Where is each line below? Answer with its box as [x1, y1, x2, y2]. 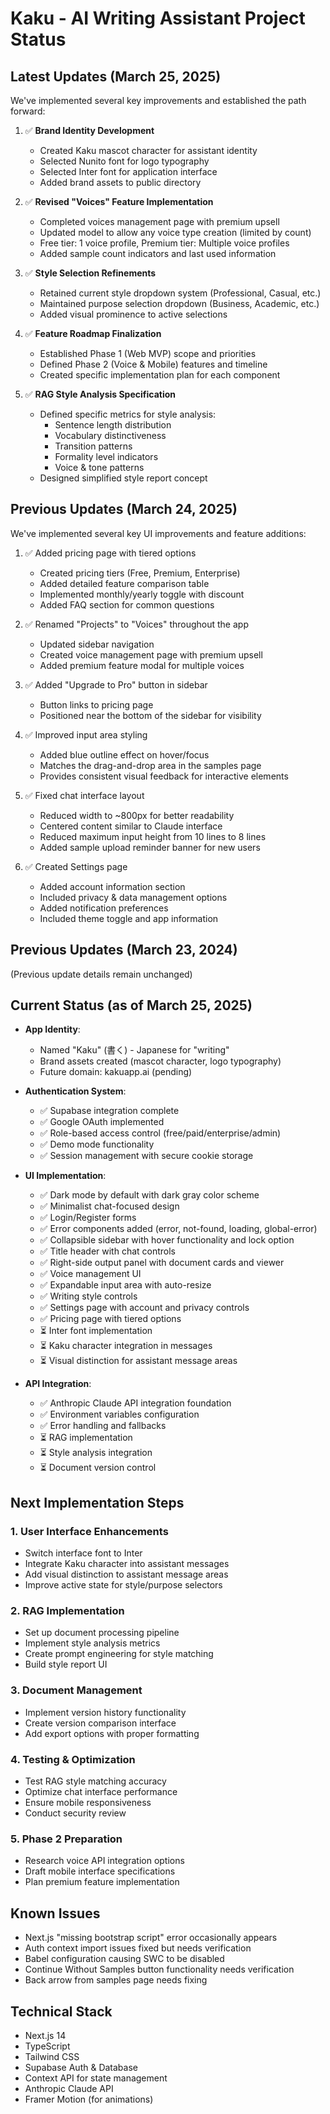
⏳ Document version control [39, 1462, 157, 1474]
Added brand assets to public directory [39, 177, 202, 188]
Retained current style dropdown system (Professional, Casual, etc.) [39, 287, 322, 299]
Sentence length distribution [54, 419, 172, 431]
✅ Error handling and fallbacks [39, 1420, 167, 1432]
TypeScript [24, 2040, 71, 2052]
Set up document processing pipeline [24, 1627, 180, 1639]
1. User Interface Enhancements [10, 1524, 169, 1538]
